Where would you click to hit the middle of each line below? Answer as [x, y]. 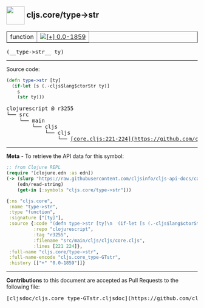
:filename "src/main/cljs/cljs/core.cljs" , [89, 241]
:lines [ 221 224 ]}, [58, 246]
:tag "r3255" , [51, 234]
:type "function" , [32, 212]
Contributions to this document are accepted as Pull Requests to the [93, 281]
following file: [23, 287]
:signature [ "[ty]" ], [36, 218]
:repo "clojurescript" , [63, 229]
